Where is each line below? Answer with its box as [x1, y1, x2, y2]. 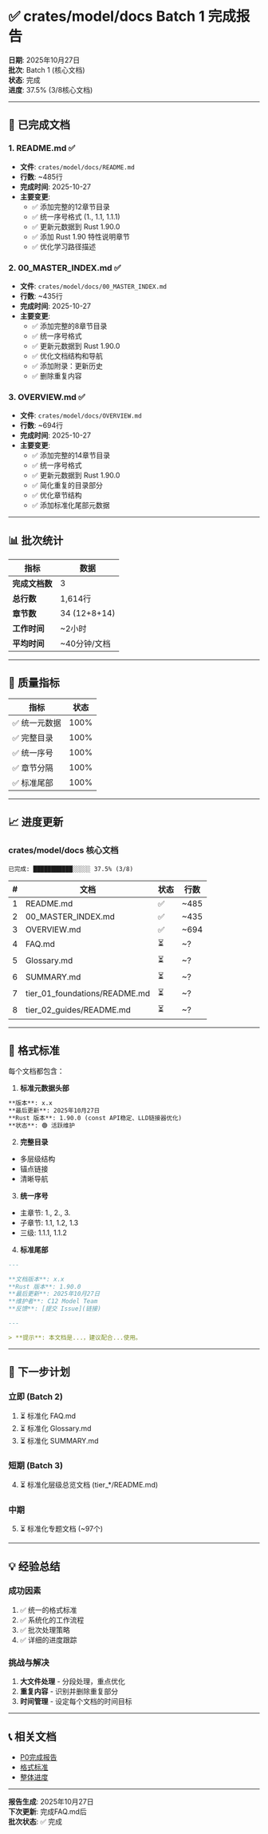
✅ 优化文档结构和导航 [31, 351, 104, 360]
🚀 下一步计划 [8, 1365, 70, 1379]
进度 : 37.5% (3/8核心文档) [8, 85, 93, 94]
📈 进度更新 [8, 815, 64, 829]
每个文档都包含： [8, 1067, 65, 1076]
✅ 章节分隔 [12, 762, 53, 773]
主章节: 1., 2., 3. [19, 1207, 71, 1218]
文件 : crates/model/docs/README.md [19, 161, 136, 172]
